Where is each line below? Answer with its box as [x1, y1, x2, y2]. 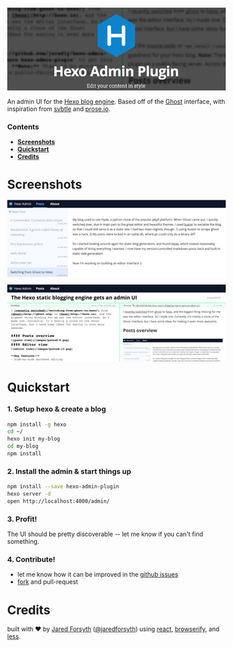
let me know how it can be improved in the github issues [17, 570, 179, 579]
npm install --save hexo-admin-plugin [7, 483, 119, 490]
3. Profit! [7, 514, 37, 524]
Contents [7, 122, 40, 132]
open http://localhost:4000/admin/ [7, 497, 110, 505]
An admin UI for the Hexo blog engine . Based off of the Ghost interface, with [7, 97, 225, 105]
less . [7, 632, 21, 641]
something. [7, 537, 40, 546]
